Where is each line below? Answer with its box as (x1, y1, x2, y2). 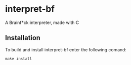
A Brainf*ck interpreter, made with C (5, 20, 79, 25)
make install (5, 56, 32, 61)
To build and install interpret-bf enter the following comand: (5, 46, 127, 52)
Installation (5, 34, 41, 42)
